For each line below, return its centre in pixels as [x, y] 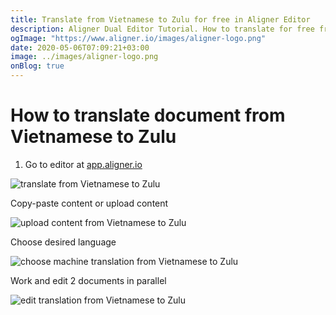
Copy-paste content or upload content [89, 203]
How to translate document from [148, 115]
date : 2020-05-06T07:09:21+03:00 [80, 47]
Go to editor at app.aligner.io [83, 164]
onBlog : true [37, 66]
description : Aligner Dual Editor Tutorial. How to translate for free [162, 29]
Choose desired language [63, 242]
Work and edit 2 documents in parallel [88, 280]
